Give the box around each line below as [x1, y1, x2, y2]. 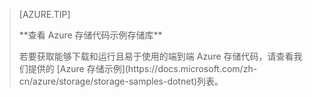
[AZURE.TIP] [18, 9, 71, 20]
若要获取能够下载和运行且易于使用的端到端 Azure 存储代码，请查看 [18, 50, 294, 62]
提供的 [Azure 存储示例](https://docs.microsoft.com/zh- [27, 63, 258, 74]
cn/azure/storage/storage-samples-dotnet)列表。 [18, 75, 224, 87]
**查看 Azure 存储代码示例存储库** [18, 29, 163, 41]
